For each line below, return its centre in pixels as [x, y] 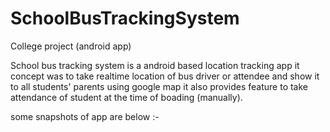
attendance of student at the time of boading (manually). [126, 97]
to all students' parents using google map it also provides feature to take [159, 86]
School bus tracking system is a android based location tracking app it [155, 65]
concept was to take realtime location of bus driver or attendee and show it [165, 76]
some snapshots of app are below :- [85, 116]
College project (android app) [71, 46]
